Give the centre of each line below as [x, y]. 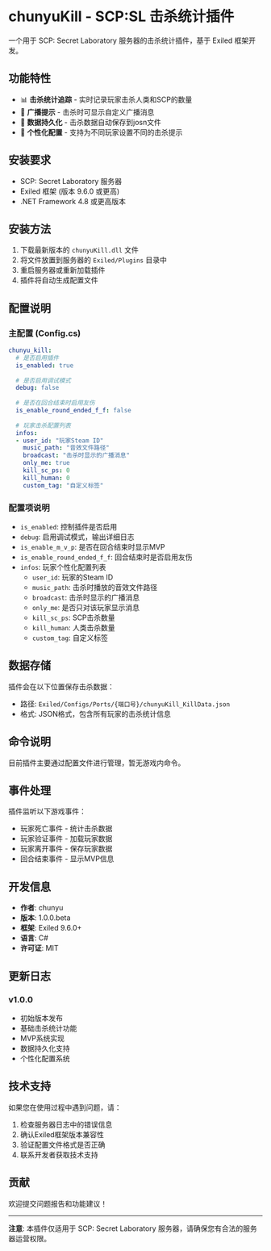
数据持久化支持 [45, 1048]
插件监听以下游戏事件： [47, 811]
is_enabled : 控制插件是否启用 [69, 526]
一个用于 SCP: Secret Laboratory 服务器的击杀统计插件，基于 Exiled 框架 [129, 40]
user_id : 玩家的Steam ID [73, 577]
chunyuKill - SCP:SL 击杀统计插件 [121, 17]
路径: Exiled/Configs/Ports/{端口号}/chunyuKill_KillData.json [125, 704]
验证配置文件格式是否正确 [63, 1144]
